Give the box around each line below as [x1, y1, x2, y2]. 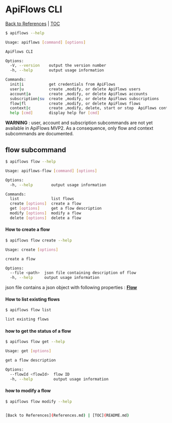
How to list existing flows [5, 296, 60, 302]
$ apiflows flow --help [5, 159, 56, 164]
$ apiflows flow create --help [5, 237, 72, 243]
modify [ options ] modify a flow [10, 211, 81, 216]
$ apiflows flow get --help [5, 339, 66, 345]
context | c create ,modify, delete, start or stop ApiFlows [10, 106, 157, 111]
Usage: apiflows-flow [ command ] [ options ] [5, 168, 97, 173]
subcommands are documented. [5, 131, 74, 137]
